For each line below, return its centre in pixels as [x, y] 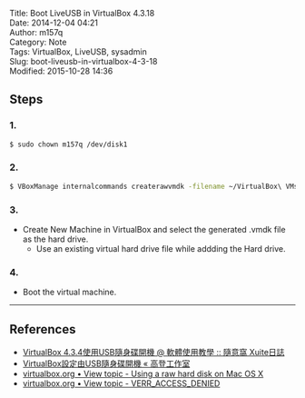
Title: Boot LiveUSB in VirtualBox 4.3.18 [82, 13]
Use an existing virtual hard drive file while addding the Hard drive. [161, 249]
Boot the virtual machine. [69, 292]
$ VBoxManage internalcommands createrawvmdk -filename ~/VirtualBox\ [146, 186]
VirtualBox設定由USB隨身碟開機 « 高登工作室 [106, 363]
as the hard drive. [55, 239]
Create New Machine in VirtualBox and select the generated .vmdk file [154, 230]
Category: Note [38, 42]
